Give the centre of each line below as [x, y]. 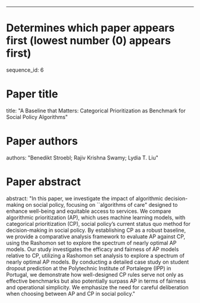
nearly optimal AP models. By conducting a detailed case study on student [98, 262]
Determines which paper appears [90, 28]
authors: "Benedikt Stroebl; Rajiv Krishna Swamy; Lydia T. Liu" [82, 157]
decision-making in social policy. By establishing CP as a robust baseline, [96, 230]
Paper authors [42, 141]
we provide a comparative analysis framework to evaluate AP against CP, [96, 236]
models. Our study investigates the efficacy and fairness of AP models [93, 249]
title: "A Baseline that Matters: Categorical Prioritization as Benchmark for [96, 111]
